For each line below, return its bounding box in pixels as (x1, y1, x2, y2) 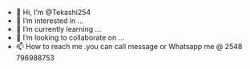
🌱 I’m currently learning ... (15, 25, 102, 33)
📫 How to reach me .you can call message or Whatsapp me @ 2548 (15, 42, 243, 51)
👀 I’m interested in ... (15, 16, 84, 25)
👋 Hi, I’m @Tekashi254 (15, 8, 91, 17)
